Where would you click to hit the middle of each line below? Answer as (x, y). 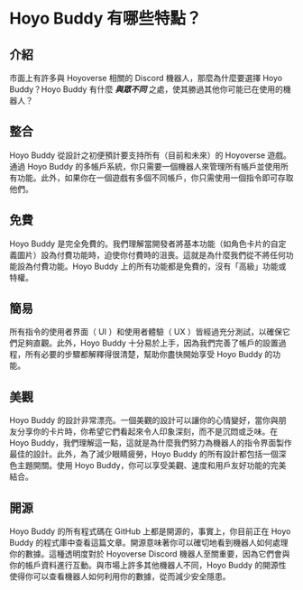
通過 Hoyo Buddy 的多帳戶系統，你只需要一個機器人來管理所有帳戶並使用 (145, 166)
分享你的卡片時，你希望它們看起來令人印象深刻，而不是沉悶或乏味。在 (147, 432)
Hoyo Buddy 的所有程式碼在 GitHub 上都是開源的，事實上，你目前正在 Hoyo (150, 531)
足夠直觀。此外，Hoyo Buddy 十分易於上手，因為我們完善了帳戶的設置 (147, 343)
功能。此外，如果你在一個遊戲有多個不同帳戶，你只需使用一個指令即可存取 (155, 178)
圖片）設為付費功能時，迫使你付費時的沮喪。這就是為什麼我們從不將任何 (151, 254)
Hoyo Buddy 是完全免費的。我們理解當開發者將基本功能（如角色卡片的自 (144, 244)
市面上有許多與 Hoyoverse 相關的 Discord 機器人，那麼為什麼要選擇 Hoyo (146, 78)
